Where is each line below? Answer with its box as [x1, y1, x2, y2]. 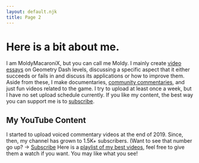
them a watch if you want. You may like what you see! [6, 150, 138, 157]
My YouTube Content [6, 115, 86, 125]
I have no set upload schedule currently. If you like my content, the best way [6, 91, 194, 99]
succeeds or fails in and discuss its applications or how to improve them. [6, 72, 185, 79]
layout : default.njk [6, 8, 58, 15]
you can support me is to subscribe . [6, 98, 95, 105]
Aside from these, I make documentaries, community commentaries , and [6, 79, 185, 86]
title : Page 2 [6, 14, 42, 20]
